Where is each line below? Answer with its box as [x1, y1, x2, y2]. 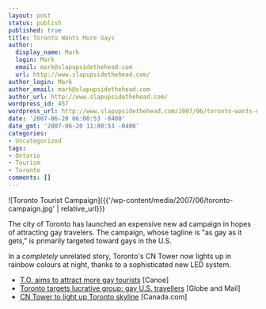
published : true [8, 26, 62, 34]
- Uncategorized [8, 136, 62, 145]
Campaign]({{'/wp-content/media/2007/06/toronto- [64, 195, 234, 204]
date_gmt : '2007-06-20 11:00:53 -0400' [8, 122, 140, 130]
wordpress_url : [8, 108, 59, 116]
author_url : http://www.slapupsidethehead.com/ [8, 93, 169, 101]
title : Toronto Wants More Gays [8, 33, 115, 42]
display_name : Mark [15, 48, 80, 56]
